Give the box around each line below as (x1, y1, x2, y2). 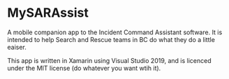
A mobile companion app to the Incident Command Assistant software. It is (7, 28, 223, 36)
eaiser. (7, 43, 27, 51)
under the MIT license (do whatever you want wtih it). (7, 64, 161, 72)
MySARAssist (7, 5, 89, 21)
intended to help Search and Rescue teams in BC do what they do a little (7, 35, 215, 43)
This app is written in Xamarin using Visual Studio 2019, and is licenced (7, 56, 212, 64)
